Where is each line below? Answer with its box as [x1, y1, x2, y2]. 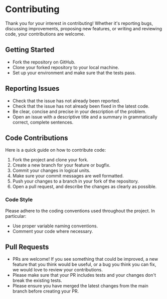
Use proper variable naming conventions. [12, 223, 98, 229]
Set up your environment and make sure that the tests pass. [12, 70, 136, 76]
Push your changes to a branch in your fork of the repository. [12, 178, 139, 185]
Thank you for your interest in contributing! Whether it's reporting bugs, [5, 20, 153, 26]
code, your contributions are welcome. [5, 31, 85, 37]
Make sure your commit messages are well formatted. [12, 173, 124, 179]
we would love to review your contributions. [12, 267, 103, 273]
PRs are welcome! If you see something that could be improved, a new [12, 256, 158, 262]
